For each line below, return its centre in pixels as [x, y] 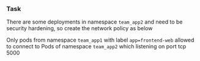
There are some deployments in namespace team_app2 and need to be [94, 22]
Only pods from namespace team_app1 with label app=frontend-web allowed [100, 40]
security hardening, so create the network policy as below [80, 28]
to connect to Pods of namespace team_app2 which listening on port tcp [96, 47]
